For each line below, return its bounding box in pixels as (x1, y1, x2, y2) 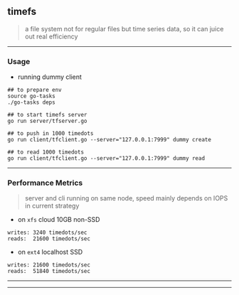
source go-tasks (7, 92, 55, 100)
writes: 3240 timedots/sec (7, 229, 87, 237)
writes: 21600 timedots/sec (7, 262, 91, 269)
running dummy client (17, 73, 82, 81)
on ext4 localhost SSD (17, 248, 83, 257)
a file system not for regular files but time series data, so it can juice (24, 24, 224, 33)
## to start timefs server (7, 112, 87, 119)
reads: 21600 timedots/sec (7, 235, 91, 242)
